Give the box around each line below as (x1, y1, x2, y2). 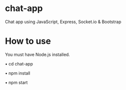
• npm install (5, 70, 30, 76)
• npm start (5, 79, 28, 85)
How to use (5, 36, 51, 47)
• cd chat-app (5, 61, 33, 66)
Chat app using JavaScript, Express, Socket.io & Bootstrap (5, 19, 122, 25)
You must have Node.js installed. (5, 51, 70, 57)
